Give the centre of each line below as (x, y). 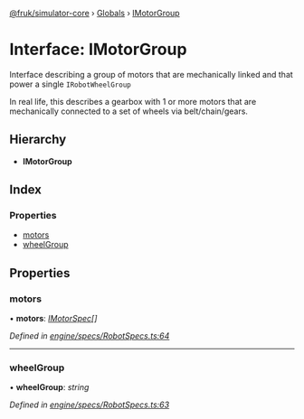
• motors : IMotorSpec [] (53, 319)
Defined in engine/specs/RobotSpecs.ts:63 (90, 405)
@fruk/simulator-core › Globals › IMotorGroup (95, 13)
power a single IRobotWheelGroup (70, 84)
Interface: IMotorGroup (98, 50)
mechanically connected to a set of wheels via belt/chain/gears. (129, 111)
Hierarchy (38, 140)
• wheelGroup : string (49, 387)
